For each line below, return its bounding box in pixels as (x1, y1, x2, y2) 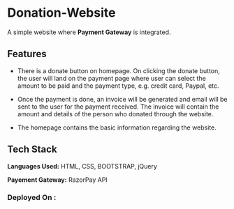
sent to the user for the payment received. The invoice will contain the (17, 102, 219, 111)
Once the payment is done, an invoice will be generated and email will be (17, 95, 228, 103)
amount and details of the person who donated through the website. (17, 109, 214, 118)
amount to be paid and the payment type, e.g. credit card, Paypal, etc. (17, 82, 219, 90)
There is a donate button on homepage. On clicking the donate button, (17, 66, 220, 75)
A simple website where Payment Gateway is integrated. (7, 28, 171, 36)
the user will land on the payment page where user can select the (17, 74, 206, 82)
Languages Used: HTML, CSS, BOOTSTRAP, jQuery (7, 162, 157, 170)
